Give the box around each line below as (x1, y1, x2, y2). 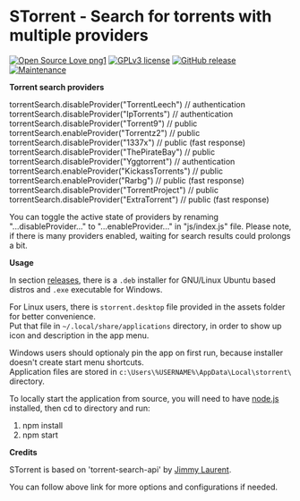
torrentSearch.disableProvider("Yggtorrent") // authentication (9, 156, 236, 166)
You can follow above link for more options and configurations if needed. (9, 481, 279, 492)
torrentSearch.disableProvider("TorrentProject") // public (9, 184, 219, 195)
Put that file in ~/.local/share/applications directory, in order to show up (9, 320, 282, 331)
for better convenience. (9, 310, 97, 321)
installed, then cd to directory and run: (9, 403, 150, 413)
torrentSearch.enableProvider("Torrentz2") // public (9, 127, 201, 138)
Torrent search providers (9, 81, 105, 92)
